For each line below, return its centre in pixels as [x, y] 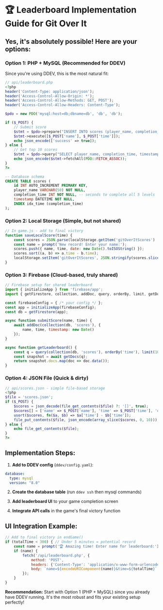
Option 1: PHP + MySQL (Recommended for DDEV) [65, 63]
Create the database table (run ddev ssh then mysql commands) [77, 492]
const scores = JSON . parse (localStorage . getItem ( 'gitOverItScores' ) [84, 240]
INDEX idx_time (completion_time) [49, 204]
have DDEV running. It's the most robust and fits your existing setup [73, 597]
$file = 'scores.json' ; [29, 397]
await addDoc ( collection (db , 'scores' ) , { [57, 325]
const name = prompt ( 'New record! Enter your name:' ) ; [70, 244]
